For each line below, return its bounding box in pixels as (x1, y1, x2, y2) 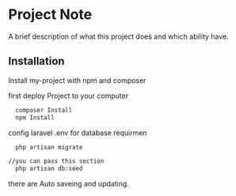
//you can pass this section (8, 157, 105, 165)
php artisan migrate (15, 143, 83, 151)
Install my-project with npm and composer (8, 75, 147, 85)
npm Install (15, 113, 55, 122)
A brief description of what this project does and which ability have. (8, 32, 230, 41)
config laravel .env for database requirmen (8, 128, 148, 138)
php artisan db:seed (15, 164, 83, 173)
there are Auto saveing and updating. (8, 179, 129, 189)
